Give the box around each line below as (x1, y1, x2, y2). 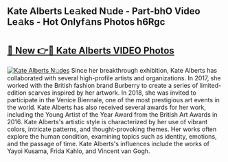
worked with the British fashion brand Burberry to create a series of (7, 82, 198, 89)
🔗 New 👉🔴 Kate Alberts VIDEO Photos (7, 45, 175, 56)
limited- (199, 82, 222, 89)
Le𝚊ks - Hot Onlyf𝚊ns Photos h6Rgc (7, 16, 166, 28)
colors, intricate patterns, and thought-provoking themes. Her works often (7, 125, 217, 133)
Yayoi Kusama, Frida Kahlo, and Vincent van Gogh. (7, 147, 150, 155)
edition (7, 89, 27, 97)
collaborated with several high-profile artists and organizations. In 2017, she (7, 74, 221, 82)
